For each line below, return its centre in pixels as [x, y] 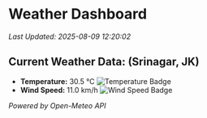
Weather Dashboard [78, 14]
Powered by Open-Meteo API [58, 105]
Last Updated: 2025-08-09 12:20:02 [70, 36]
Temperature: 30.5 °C [57, 81]
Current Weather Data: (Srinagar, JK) [104, 62]
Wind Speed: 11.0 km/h [59, 90]
